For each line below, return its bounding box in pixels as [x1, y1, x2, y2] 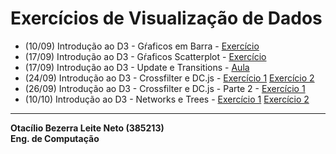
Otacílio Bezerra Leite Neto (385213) [10, 122, 165, 134]
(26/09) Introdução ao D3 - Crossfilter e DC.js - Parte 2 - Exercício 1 [24, 82, 306, 94]
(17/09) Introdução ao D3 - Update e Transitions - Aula [24, 61, 250, 73]
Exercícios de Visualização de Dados [10, 7, 323, 30]
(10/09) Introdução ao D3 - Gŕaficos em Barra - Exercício [24, 40, 260, 52]
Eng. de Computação [10, 132, 100, 144]
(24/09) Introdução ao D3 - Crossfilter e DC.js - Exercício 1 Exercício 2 [24, 72, 315, 84]
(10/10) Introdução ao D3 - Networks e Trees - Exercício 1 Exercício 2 [24, 93, 310, 105]
